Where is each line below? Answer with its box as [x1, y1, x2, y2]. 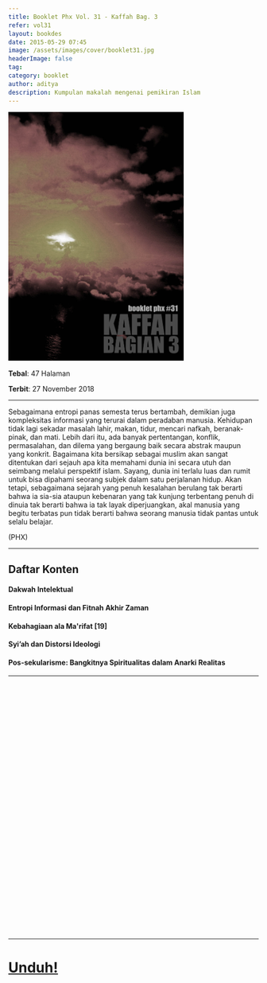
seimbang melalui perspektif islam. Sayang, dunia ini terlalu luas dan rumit [8, 466, 251, 475]
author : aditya [8, 80, 59, 88]
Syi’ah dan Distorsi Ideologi [8, 639, 101, 649]
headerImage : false [8, 55, 73, 63]
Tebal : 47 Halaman [8, 369, 71, 378]
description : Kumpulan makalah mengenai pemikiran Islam [8, 88, 201, 96]
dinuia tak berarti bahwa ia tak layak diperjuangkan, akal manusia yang [8, 500, 240, 509]
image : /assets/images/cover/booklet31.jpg [8, 46, 155, 55]
